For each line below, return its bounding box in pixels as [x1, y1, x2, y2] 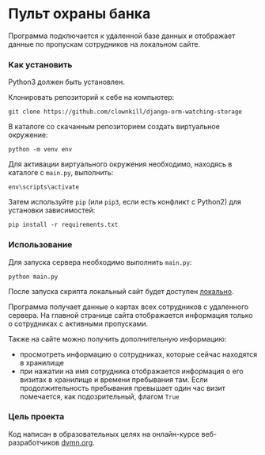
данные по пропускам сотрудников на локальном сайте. [8, 39, 201, 48]
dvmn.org [61, 438, 93, 447]
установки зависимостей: [8, 205, 96, 215]
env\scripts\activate [8, 183, 80, 191]
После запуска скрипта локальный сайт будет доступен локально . [8, 286, 234, 296]
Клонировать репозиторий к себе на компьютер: [8, 93, 175, 102]
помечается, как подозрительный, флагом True [19, 392, 180, 401]
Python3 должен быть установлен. [8, 77, 125, 87]
